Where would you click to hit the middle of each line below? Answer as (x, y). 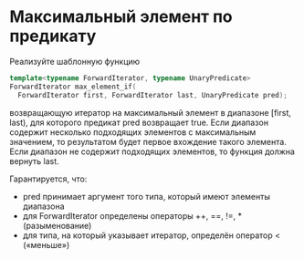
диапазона (44, 206)
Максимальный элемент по (121, 17)
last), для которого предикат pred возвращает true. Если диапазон (139, 122)
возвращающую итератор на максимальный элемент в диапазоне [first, (151, 112)
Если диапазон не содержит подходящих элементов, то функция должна (152, 151)
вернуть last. (34, 161)
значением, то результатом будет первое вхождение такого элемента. (148, 141)
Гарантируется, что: (48, 179)
